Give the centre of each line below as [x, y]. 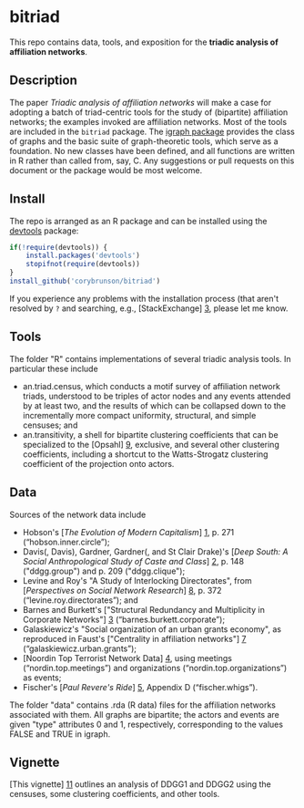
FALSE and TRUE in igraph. [60, 734]
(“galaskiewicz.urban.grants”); [79, 648]
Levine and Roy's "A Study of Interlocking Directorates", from [137, 580]
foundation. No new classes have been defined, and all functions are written [152, 150]
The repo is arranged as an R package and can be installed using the [138, 221]
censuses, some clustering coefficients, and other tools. [115, 794]
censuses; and [50, 425]
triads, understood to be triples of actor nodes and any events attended [157, 396]
